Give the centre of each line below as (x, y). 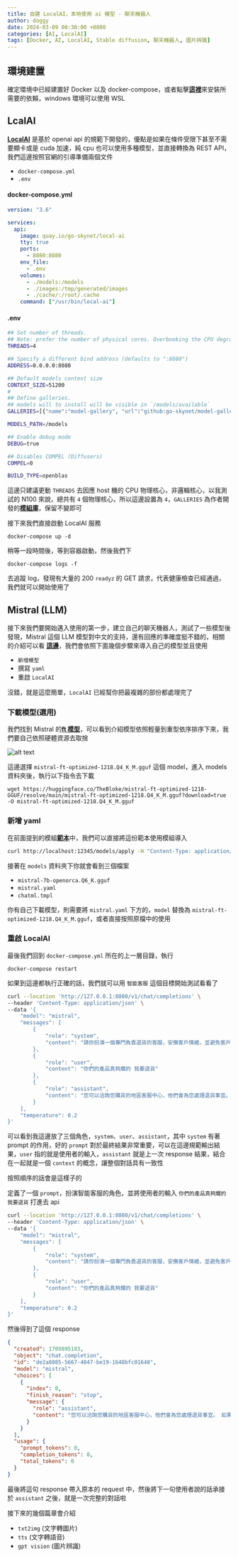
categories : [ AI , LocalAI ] (47, 34)
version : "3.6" (30, 210)
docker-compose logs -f (42, 564)
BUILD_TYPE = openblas (38, 476)
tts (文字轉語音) (41, 1537)
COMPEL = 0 (20, 463)
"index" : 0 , (44, 1389)
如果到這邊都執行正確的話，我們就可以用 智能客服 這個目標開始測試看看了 (113, 983)
